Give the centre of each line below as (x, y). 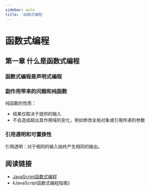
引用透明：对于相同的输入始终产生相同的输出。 (54, 146)
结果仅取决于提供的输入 (37, 114)
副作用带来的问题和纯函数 (36, 91)
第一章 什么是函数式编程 (42, 61)
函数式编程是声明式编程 (33, 77)
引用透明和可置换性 (28, 135)
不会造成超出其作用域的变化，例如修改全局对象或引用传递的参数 (79, 120)
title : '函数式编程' (25, 15)
